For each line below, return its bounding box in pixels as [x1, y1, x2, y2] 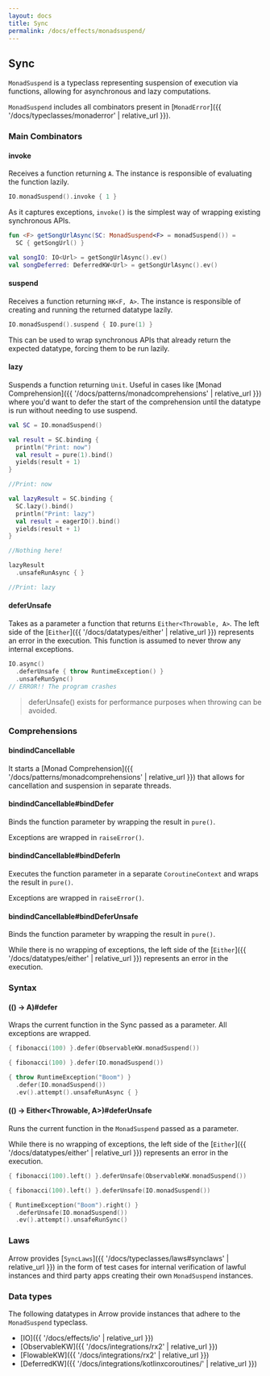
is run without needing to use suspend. [8, 405, 138, 415]
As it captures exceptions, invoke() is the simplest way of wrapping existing [8, 207, 261, 218]
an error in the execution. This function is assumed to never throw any [8, 636, 242, 645]
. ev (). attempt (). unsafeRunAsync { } [15, 1088, 139, 1096]
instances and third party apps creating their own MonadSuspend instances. [8, 1270, 254, 1280]
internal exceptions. [8, 644, 74, 654]
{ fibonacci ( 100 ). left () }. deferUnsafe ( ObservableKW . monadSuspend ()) [8, 1171, 247, 1180]
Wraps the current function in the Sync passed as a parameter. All [8, 1020, 227, 1030]
